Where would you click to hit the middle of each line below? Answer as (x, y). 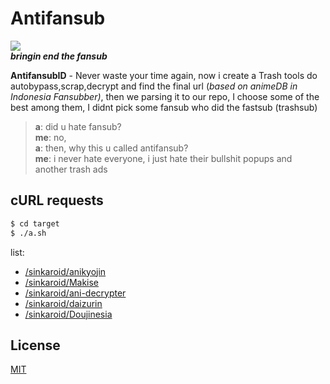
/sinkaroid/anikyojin (65, 271)
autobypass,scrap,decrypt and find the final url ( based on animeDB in (154, 86)
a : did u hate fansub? (78, 126)
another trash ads (71, 169)
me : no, (50, 137)
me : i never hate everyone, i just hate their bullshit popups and (163, 158)
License (35, 345)
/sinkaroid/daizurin (63, 303)
